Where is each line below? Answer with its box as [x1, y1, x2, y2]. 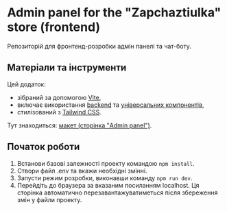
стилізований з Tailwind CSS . [16, 108, 101, 116]
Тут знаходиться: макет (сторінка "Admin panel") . [7, 121, 152, 129]
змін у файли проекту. [16, 195, 82, 203]
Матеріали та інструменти [7, 62, 127, 73]
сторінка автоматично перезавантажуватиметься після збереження [16, 188, 218, 197]
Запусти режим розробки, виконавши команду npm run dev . [16, 173, 193, 182]
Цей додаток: [7, 80, 46, 88]
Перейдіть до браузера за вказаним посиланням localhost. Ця [16, 181, 200, 189]
